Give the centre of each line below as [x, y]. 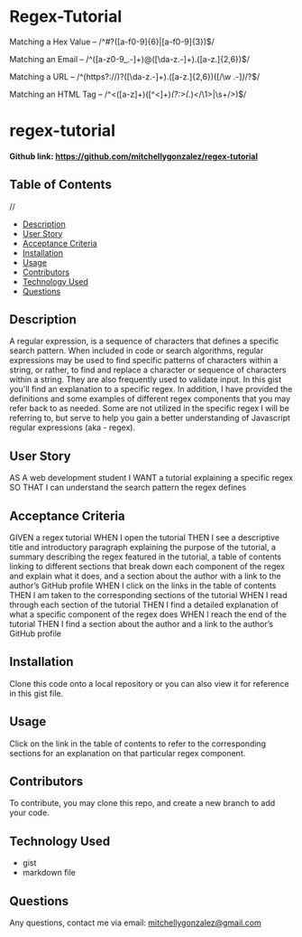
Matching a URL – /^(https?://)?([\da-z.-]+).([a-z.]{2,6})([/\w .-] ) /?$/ [134, 76]
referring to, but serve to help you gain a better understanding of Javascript [150, 418]
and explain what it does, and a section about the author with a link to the [145, 576]
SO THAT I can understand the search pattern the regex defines [128, 487]
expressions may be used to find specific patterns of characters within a [144, 361]
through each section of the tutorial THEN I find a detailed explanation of [144, 604]
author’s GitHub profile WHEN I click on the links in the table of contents [143, 586]
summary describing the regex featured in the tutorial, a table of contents [146, 557]
